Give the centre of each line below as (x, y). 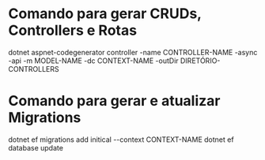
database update (36, 147)
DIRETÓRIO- (201, 61)
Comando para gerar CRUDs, (105, 14)
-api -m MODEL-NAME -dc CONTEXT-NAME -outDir (94, 61)
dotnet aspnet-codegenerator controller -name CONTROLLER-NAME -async (133, 52)
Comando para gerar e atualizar (114, 101)
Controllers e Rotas (72, 30)
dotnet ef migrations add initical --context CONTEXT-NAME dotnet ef (121, 140)
